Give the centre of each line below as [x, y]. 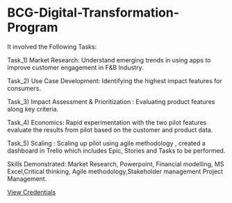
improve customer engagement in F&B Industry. [75, 67]
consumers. [24, 88]
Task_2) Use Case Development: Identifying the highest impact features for [115, 80]
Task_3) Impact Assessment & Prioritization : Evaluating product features [111, 101]
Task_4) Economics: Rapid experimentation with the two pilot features [107, 122]
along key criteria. [33, 109]
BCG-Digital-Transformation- [93, 13]
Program [33, 27]
